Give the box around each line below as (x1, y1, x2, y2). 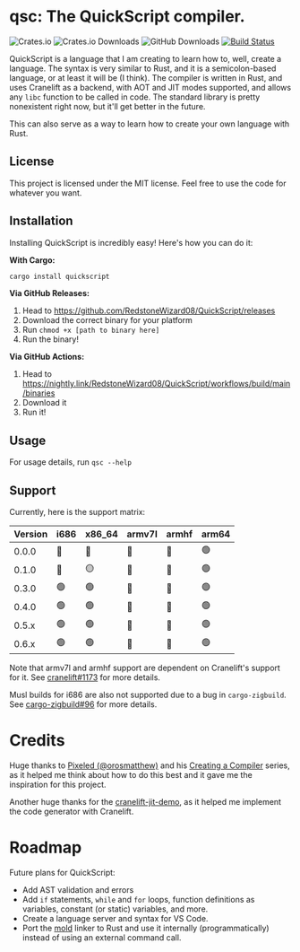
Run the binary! (21, 334, 79, 345)
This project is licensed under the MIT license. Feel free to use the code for (9, 178, 287, 188)
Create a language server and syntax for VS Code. (21, 913, 209, 923)
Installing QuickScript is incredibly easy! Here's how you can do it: (9, 237, 253, 248)
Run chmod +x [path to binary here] (21, 325, 160, 336)
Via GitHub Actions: (9, 352, 85, 362)
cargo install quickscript (9, 272, 110, 281)
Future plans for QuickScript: (9, 867, 116, 878)
